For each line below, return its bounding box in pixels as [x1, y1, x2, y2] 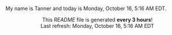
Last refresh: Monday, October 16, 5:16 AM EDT [40, 23, 155, 29]
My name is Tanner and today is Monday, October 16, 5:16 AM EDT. [5, 5, 167, 12]
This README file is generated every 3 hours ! [42, 16, 153, 23]
